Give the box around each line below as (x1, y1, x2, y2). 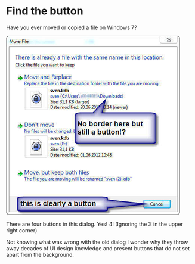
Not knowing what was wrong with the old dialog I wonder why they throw (6, 238, 188, 246)
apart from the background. (6, 251, 75, 258)
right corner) (6, 226, 38, 234)
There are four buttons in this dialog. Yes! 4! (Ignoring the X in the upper (6, 220, 183, 228)
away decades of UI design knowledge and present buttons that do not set (6, 244, 190, 251)
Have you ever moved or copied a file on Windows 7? (6, 24, 137, 31)
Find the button (6, 4, 83, 18)
